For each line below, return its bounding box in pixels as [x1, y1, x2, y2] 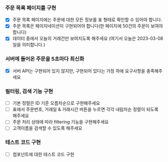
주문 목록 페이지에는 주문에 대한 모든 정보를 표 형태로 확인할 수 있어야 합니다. [12, 16, 162, 23]
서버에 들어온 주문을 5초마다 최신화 [5, 55, 84, 62]
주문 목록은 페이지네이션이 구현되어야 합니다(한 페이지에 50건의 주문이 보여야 [12, 23, 163, 29]
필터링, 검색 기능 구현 [5, 87, 54, 94]
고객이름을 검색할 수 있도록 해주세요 [12, 125, 83, 131]
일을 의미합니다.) [12, 41, 46, 48]
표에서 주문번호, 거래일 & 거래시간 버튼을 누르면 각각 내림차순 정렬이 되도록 [12, 106, 159, 112]
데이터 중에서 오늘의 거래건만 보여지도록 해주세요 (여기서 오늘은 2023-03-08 [12, 35, 163, 41]
